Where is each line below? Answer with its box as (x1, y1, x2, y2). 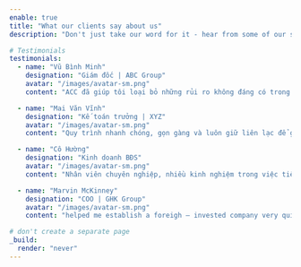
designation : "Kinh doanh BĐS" (25, 153, 142, 162)
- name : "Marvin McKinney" (17, 185, 118, 195)
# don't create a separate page (9, 228, 130, 237)
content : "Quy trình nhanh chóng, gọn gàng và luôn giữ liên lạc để (25, 129, 287, 138)
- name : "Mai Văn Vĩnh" (17, 104, 106, 113)
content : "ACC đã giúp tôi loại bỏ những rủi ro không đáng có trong (25, 87, 291, 97)
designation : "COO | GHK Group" (25, 194, 146, 203)
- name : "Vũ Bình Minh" (17, 63, 106, 72)
